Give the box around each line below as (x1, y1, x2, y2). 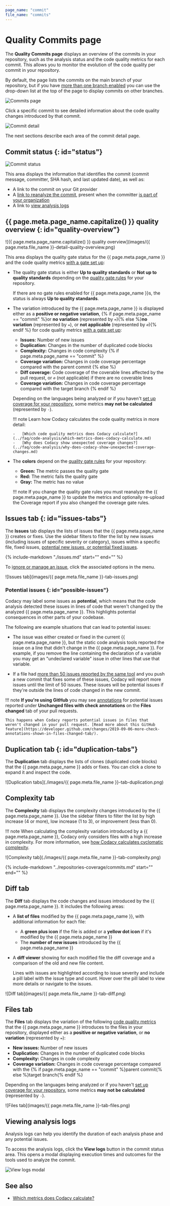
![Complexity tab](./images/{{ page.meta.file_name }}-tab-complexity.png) (5, 854, 161, 860)
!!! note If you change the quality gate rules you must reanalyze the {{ (12, 489, 158, 495)
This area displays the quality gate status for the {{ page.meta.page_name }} (5, 254, 165, 260)
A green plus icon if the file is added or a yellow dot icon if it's (20, 928, 152, 934)
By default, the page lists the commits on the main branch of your (5, 77, 142, 83)
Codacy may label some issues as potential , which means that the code (5, 598, 156, 604)
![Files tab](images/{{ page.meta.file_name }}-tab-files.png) (5, 1103, 130, 1109)
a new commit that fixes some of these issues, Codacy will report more (12, 676, 161, 683)
